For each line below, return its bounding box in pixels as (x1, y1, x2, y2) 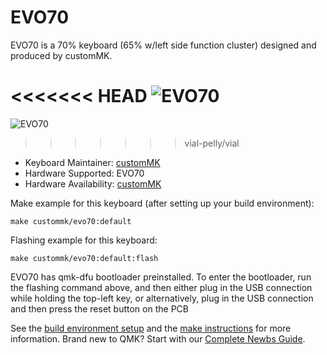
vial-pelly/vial (184, 137, 240, 149)
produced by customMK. (10, 49, 113, 61)
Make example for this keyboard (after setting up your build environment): (10, 197, 315, 209)
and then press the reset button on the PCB (10, 302, 189, 315)
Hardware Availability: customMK (24, 177, 162, 190)
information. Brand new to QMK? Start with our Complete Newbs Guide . (10, 332, 306, 345)
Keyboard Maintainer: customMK (24, 156, 161, 168)
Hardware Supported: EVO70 (24, 167, 145, 179)
